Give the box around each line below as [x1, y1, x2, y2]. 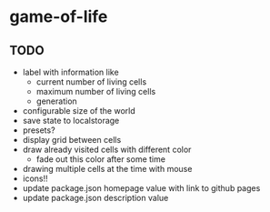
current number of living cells [35, 76, 147, 87]
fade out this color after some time [35, 154, 166, 165]
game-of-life [9, 6, 108, 27]
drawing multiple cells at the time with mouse [22, 164, 193, 174]
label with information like [22, 66, 120, 77]
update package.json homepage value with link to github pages [22, 183, 261, 193]
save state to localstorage [22, 116, 120, 126]
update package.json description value [22, 193, 169, 203]
